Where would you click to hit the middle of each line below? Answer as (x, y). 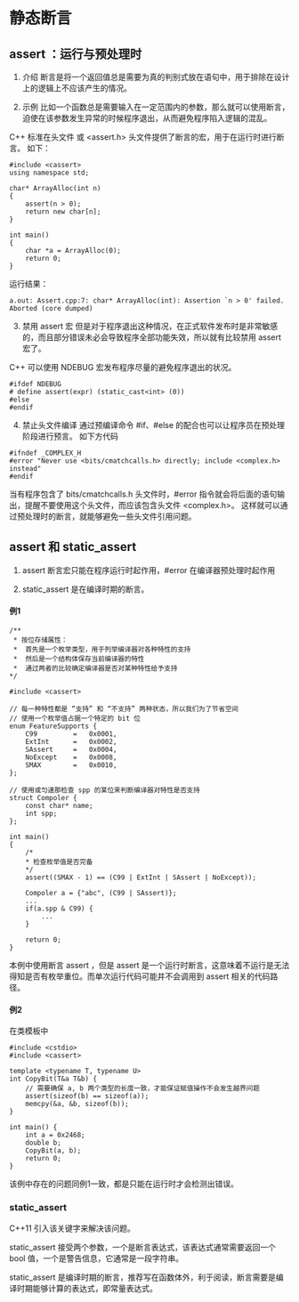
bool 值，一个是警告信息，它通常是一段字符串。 (97, 1258)
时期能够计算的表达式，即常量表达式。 (87, 1288)
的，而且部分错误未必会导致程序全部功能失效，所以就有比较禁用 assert (152, 337)
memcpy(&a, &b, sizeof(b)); (77, 1104)
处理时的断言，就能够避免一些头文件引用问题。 (110, 516)
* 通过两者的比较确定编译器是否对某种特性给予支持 (95, 668)
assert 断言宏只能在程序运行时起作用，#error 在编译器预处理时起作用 (149, 570)
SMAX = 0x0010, (71, 765)
